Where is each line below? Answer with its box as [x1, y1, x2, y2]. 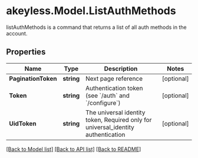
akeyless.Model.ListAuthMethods [6, 4, 176, 18]
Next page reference [85, 74, 143, 83]
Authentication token [85, 84, 143, 92]
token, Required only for [85, 116, 152, 124]
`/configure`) [85, 98, 121, 107]
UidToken [9, 119, 37, 127]
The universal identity [85, 108, 146, 116]
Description [104, 64, 138, 73]
